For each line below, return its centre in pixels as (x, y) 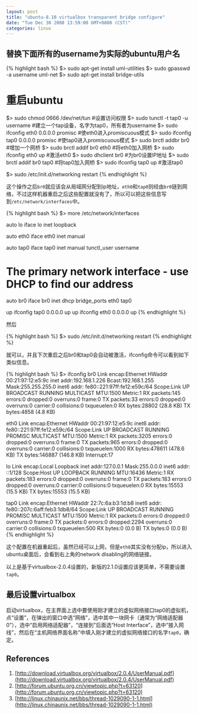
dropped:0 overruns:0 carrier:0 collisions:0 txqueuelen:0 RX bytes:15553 (95, 485)
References (28, 659)
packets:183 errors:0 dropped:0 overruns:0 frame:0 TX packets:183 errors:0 (99, 479)
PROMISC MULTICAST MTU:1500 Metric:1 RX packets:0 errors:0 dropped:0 (98, 515)
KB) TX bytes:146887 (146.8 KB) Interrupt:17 (60, 455)
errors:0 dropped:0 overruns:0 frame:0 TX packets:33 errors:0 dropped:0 (96, 399)
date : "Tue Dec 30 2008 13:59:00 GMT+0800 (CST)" (69, 23)
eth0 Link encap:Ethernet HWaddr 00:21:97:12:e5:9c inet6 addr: (84, 423)
